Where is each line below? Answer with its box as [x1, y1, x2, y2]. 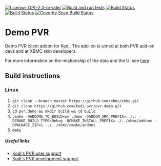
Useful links [5, 138, 30, 144]
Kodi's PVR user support [12, 150, 62, 156]
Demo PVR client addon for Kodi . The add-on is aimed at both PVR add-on [5, 43, 155, 49]
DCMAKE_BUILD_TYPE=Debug [12, 118, 63, 123]
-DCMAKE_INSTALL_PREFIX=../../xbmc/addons [64, 118, 152, 123]
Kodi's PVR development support [12, 155, 79, 161]
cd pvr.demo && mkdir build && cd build [12, 109, 96, 114]
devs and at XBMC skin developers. [5, 48, 77, 54]
